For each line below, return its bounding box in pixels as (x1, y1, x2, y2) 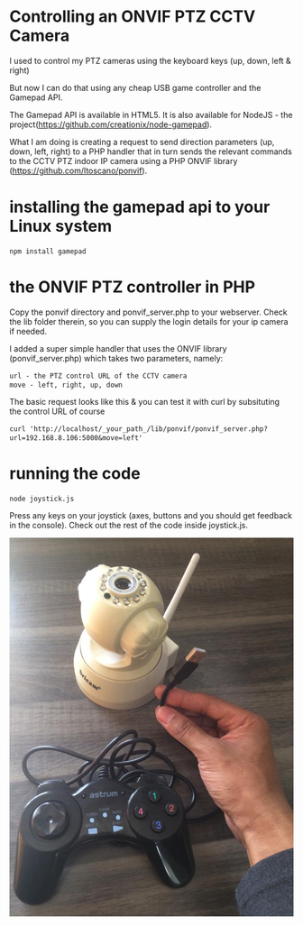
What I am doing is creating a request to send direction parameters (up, (9, 136, 275, 147)
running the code (9, 463, 142, 483)
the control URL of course (9, 406, 106, 417)
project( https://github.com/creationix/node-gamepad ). (9, 119, 213, 130)
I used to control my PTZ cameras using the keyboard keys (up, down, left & (9, 55, 291, 66)
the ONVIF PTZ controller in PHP (9, 277, 255, 298)
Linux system (9, 216, 113, 236)
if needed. (9, 325, 48, 336)
